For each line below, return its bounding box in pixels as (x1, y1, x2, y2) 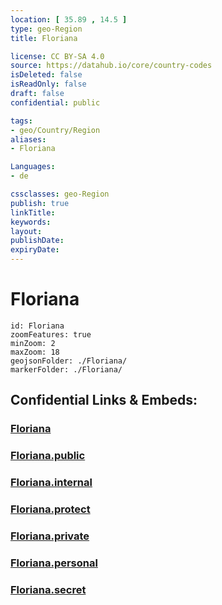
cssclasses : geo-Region (10, 189, 110, 199)
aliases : (10, 134, 47, 145)
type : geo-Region (10, 24, 83, 34)
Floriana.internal (10, 476, 93, 490)
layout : (10, 226, 43, 236)
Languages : (10, 162, 56, 172)
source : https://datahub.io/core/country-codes (10, 61, 213, 71)
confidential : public (10, 97, 101, 108)
